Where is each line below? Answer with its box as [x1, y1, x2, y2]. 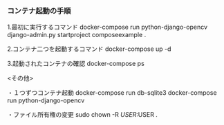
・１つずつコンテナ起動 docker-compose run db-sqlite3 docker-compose [7, 89, 217, 97]
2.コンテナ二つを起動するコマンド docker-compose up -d [7, 45, 171, 53]
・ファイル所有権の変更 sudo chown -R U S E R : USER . [7, 111, 158, 119]
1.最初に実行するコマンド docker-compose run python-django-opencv [7, 23, 208, 32]
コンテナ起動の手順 [7, 5, 71, 15]
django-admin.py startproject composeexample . [7, 31, 147, 39]
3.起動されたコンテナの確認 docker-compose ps [7, 60, 145, 68]
